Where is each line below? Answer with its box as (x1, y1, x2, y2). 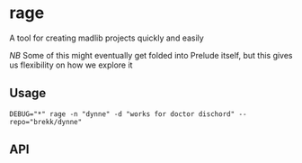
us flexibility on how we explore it (9, 59, 133, 70)
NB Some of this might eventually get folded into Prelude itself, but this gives (9, 50, 294, 60)
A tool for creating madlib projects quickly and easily (9, 32, 204, 43)
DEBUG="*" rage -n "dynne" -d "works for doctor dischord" (9, 109, 235, 119)
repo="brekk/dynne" (9, 117, 83, 126)
